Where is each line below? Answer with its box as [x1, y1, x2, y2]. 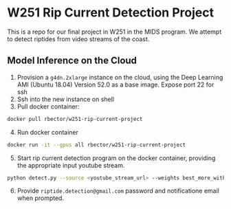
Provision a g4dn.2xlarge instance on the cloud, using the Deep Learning [16, 73, 223, 81]
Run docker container [16, 128, 79, 136]
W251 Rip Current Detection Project [7, 5, 214, 21]
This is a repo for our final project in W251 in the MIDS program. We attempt [7, 27, 222, 36]
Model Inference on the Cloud [7, 55, 137, 67]
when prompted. [16, 194, 64, 202]
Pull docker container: [16, 102, 80, 111]
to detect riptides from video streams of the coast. [7, 34, 150, 43]
